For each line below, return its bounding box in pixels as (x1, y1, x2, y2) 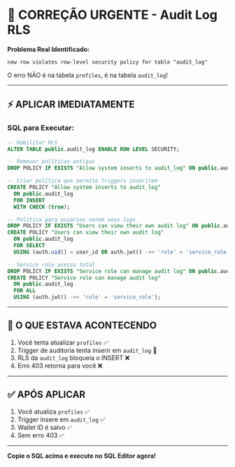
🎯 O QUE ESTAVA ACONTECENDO (7, 319, 157, 332)
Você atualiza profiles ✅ (17, 407, 91, 416)
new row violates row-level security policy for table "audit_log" (7, 58, 208, 66)
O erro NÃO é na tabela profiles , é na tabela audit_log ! (7, 71, 168, 79)
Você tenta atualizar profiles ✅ (17, 338, 109, 347)
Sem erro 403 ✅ (17, 431, 65, 439)
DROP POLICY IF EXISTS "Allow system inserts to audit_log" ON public (7, 165, 218, 172)
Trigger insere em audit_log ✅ (17, 415, 106, 424)
